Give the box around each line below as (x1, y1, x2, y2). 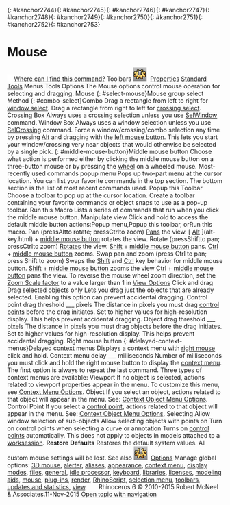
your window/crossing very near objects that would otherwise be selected (7, 140, 217, 148)
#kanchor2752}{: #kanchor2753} (7, 21, 101, 28)
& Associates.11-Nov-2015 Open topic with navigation (7, 490, 157, 498)
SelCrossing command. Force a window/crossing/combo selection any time (7, 125, 220, 134)
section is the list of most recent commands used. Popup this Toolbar (7, 184, 203, 192)
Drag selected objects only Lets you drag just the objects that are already (7, 286, 214, 294)
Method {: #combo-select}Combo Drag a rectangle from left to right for (7, 96, 209, 105)
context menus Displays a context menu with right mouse (53, 344, 216, 352)
